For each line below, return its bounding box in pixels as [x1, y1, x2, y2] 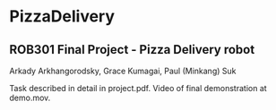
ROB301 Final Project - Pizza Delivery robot [9, 42, 255, 57]
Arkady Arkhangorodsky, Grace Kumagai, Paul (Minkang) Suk [9, 65, 237, 76]
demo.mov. [9, 92, 51, 103]
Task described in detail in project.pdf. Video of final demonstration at [9, 83, 267, 93]
